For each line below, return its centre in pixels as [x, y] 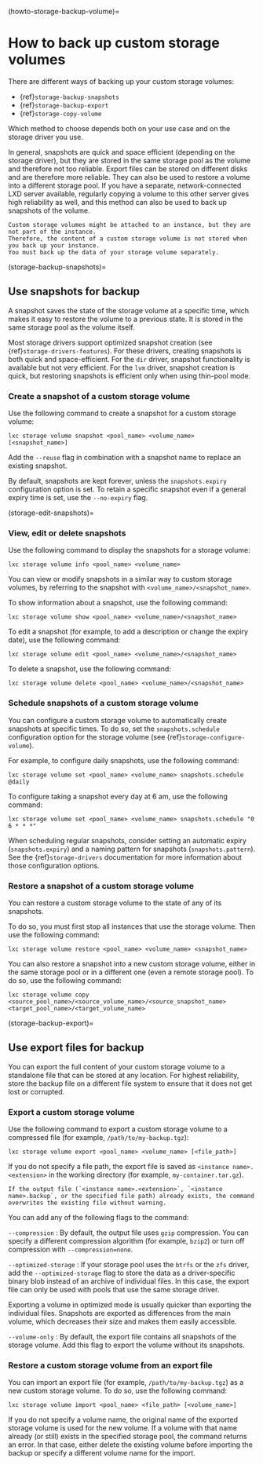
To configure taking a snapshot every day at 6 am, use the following [118, 796]
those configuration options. [54, 865]
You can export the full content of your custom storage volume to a [117, 1066]
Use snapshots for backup [74, 292]
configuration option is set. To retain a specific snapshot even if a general [127, 489]
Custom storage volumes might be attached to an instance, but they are [130, 225]
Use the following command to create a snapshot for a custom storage [122, 413]
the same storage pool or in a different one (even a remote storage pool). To [131, 972]
